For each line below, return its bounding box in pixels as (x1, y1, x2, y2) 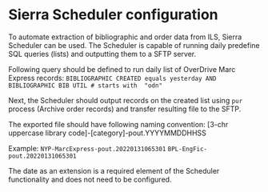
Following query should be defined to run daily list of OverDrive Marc (8, 64, 236, 74)
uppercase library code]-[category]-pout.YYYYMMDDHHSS (8, 128, 206, 138)
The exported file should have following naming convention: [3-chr (8, 119, 229, 129)
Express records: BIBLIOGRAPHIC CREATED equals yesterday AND (8, 73, 217, 82)
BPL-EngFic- (167, 145, 208, 153)
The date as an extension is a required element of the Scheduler (8, 166, 220, 175)
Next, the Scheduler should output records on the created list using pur (8, 95, 243, 105)
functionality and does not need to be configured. (8, 174, 172, 184)
